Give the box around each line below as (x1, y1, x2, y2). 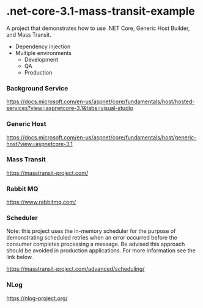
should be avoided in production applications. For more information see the (6, 247, 196, 254)
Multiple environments (15, 49, 72, 56)
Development (24, 56, 58, 63)
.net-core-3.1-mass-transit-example (6, 4, 196, 18)
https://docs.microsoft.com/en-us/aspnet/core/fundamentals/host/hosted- (6, 98, 195, 105)
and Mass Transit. (6, 31, 51, 38)
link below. (6, 254, 34, 261)
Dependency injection (15, 43, 71, 50)
